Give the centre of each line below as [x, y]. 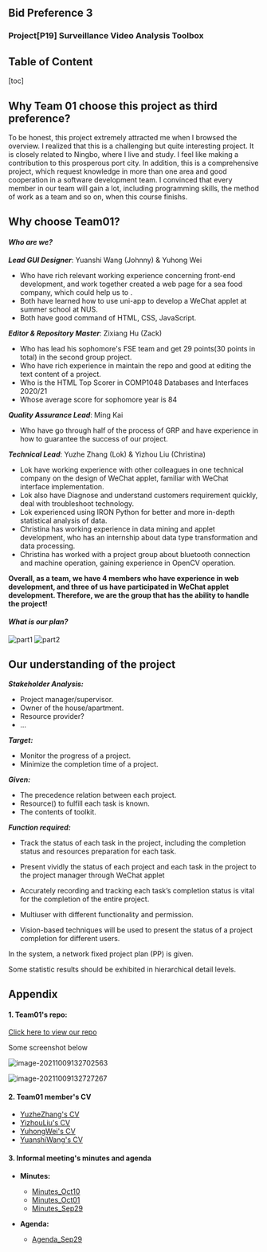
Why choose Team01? [64, 222]
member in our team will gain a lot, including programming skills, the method [134, 188]
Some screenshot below [48, 1048]
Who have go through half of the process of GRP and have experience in [139, 430]
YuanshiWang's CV [51, 1140]
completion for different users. [70, 938]
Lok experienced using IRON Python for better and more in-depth [127, 512]
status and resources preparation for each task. [98, 851]
